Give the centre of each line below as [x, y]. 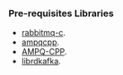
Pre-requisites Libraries [61, 13]
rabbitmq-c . [44, 33]
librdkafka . [41, 62]
